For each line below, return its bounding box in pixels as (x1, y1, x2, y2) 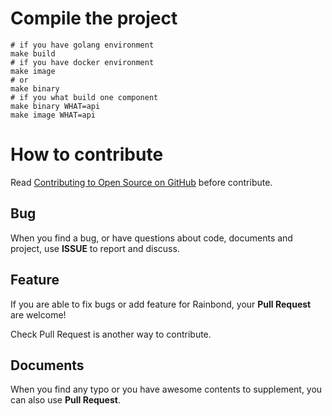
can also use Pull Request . (10, 394, 121, 406)
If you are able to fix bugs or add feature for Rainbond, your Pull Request (10, 298, 312, 310)
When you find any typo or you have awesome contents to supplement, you (10, 383, 323, 396)
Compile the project (10, 7, 178, 30)
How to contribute (10, 143, 164, 166)
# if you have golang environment (10, 40, 155, 50)
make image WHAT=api (10, 110, 97, 120)
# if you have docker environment (10, 57, 155, 67)
